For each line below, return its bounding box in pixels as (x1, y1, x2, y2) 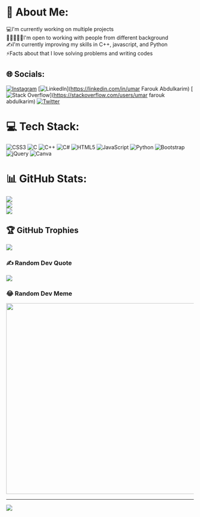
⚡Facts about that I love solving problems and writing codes (6, 49, 153, 57)
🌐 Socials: (6, 69, 45, 79)
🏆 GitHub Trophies (6, 225, 79, 236)
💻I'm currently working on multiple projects (6, 25, 114, 32)
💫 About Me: (6, 5, 69, 19)
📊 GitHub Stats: (6, 172, 87, 185)
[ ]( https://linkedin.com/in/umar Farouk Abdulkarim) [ (37, 85, 193, 92)
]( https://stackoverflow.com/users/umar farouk (49, 91, 165, 98)
